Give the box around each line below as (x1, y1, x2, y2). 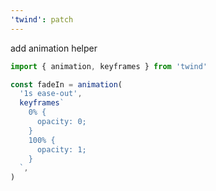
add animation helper (10, 42, 98, 54)
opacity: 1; (36, 144, 87, 155)
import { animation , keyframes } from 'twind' (10, 61, 208, 71)
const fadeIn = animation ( (10, 79, 123, 90)
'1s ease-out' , (19, 89, 83, 99)
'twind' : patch (10, 14, 74, 25)
